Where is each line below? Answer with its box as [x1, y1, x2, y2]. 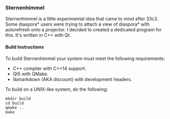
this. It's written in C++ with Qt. [5, 32, 71, 38]
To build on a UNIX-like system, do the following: [5, 86, 109, 92]
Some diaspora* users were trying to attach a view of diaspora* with [5, 21, 150, 27]
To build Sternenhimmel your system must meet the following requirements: [5, 55, 165, 62]
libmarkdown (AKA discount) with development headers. [12, 76, 132, 82]
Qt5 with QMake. [12, 71, 49, 77]
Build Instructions [5, 44, 45, 50]
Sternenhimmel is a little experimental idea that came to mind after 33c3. [5, 16, 159, 22]
